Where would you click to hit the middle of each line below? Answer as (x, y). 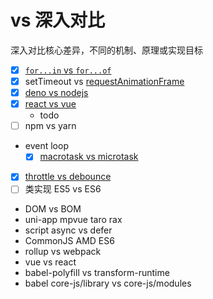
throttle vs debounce (68, 177)
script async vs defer (68, 230)
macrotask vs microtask (89, 157)
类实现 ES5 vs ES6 (63, 189)
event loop (46, 146)
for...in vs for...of (68, 70)
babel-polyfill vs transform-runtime (97, 273)
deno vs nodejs (56, 93)
